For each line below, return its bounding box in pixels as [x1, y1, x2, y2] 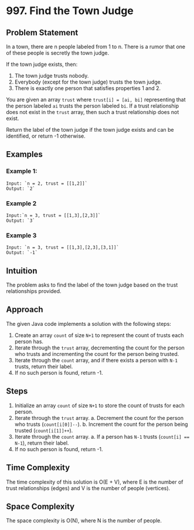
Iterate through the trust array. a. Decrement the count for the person [14, 414, 183, 421]
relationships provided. [6, 288, 62, 295]
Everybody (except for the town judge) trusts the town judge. [14, 78, 162, 85]
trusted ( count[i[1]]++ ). [14, 426, 73, 434]
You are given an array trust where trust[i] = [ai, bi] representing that [6, 96, 186, 103]
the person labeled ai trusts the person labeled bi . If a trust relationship [6, 102, 179, 109]
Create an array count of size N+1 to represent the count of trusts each [14, 331, 184, 339]
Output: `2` [6, 185, 35, 192]
